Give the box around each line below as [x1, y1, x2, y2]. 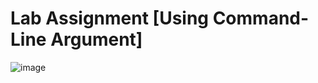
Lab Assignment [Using [10, 7, 210, 30]
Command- [212, 7, 310, 30]
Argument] [50, 28, 143, 51]
